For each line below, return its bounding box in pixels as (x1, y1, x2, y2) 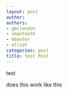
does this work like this (6, 81, 62, 88)
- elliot (6, 42, 28, 48)
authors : (6, 20, 28, 26)
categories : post (6, 48, 49, 54)
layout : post (6, 8, 38, 15)
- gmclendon (6, 25, 35, 32)
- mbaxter (6, 36, 31, 42)
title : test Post (6, 53, 49, 59)
